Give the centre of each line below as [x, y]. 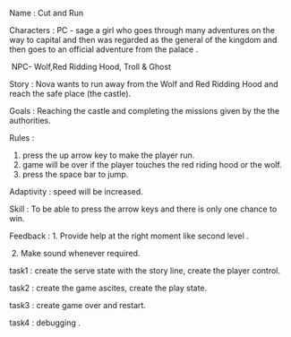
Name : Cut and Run [46, 13]
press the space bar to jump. [75, 174]
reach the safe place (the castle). [70, 94]
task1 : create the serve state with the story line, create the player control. [145, 271]
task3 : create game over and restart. [77, 305]
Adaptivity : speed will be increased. [76, 191]
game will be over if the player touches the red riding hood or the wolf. [152, 164]
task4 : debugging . [45, 323]
